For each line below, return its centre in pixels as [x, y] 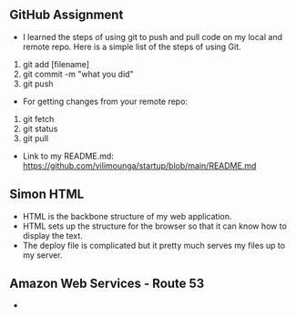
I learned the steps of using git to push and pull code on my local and [152, 36]
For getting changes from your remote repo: [105, 101]
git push [38, 83]
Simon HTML [47, 194]
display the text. [53, 235]
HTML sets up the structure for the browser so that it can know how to [154, 226]
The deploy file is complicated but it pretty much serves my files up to [153, 245]
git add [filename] [56, 64]
